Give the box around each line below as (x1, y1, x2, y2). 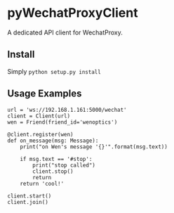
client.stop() (32, 167, 74, 175)
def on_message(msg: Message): (7, 137, 99, 144)
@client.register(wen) (7, 131, 74, 138)
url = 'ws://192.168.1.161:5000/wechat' (7, 106, 128, 113)
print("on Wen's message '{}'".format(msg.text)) (20, 143, 168, 150)
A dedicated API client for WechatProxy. (7, 28, 123, 37)
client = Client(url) (7, 112, 71, 120)
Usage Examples (7, 88, 82, 100)
